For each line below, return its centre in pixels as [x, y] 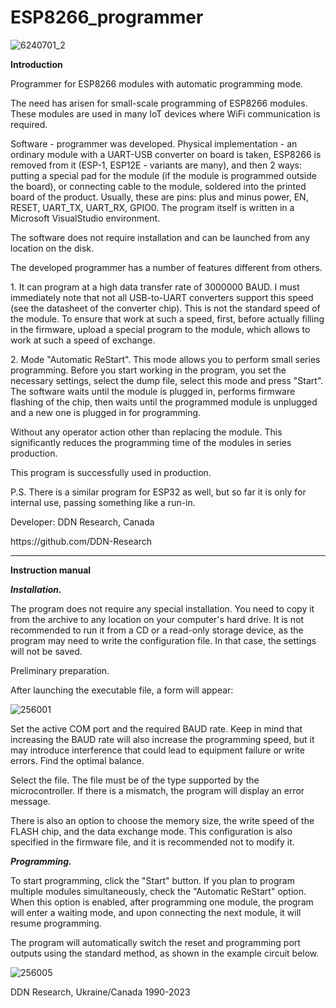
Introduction [36, 64]
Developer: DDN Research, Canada [82, 522]
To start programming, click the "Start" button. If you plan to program [152, 880]
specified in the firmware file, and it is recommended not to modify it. [152, 842]
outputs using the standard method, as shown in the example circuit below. [165, 953]
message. [30, 801]
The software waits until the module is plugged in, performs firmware [153, 391]
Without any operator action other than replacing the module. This [146, 432]
